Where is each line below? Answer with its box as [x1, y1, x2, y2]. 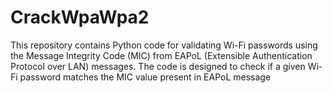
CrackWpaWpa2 [10, 6, 150, 29]
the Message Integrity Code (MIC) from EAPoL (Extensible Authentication [10, 49, 313, 61]
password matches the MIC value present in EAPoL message [19, 71, 272, 83]
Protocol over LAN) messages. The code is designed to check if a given [10, 60, 306, 72]
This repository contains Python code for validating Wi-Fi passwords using [10, 39, 318, 51]
